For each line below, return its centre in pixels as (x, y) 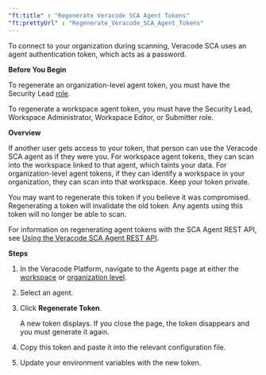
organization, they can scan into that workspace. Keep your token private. (129, 182)
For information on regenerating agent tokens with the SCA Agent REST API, (133, 229)
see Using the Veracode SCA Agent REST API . (84, 238)
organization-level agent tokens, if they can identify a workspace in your (127, 173)
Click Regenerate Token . (61, 307)
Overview (25, 133)
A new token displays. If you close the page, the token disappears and (135, 323)
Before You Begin (37, 69)
